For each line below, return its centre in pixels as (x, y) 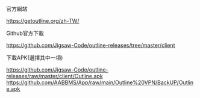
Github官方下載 (25, 33)
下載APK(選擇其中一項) (35, 58)
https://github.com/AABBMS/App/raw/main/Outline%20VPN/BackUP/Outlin (100, 82)
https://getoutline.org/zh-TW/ (43, 21)
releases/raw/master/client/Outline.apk (55, 76)
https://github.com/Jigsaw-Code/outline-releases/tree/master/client (91, 45)
